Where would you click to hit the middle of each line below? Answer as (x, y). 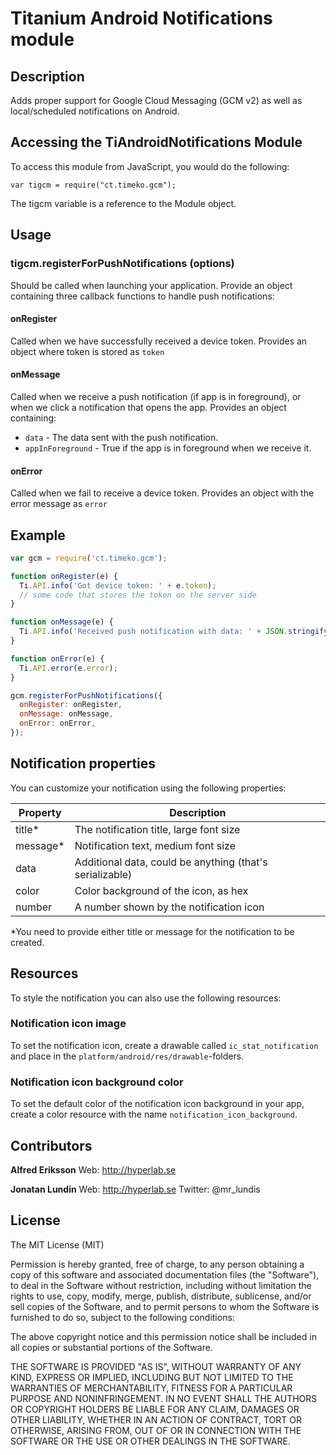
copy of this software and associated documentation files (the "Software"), (165, 1274)
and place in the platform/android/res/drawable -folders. (127, 1056)
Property (40, 812)
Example (38, 535)
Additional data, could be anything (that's (171, 862)
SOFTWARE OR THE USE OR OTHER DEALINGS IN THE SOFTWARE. (150, 1441)
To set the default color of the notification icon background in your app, (157, 1104)
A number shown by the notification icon (169, 907)
